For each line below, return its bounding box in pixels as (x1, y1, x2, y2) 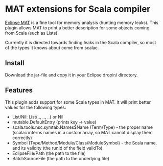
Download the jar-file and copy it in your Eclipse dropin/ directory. (5, 72, 138, 78)
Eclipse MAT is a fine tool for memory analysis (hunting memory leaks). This (5, 20, 159, 25)
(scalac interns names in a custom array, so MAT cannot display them (12, 129, 153, 135)
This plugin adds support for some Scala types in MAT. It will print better (5, 99, 151, 105)
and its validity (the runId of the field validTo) (12, 145, 103, 151)
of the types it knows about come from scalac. (5, 45, 99, 50)
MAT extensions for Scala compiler (5, 3, 151, 15)
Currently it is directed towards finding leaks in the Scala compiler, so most (5, 39, 156, 45)
